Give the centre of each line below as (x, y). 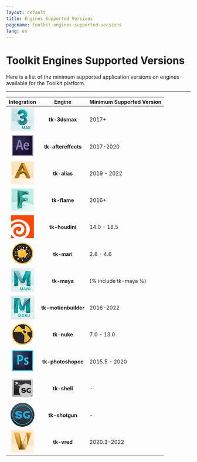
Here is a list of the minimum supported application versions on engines (93, 77)
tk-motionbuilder (63, 308)
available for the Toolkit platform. (46, 83)
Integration (22, 102)
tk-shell (63, 388)
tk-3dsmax (63, 120)
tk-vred (63, 442)
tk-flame (63, 200)
